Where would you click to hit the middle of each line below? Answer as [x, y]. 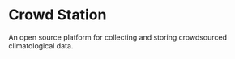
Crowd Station [58, 15]
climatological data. [41, 45]
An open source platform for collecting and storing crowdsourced [118, 37]
